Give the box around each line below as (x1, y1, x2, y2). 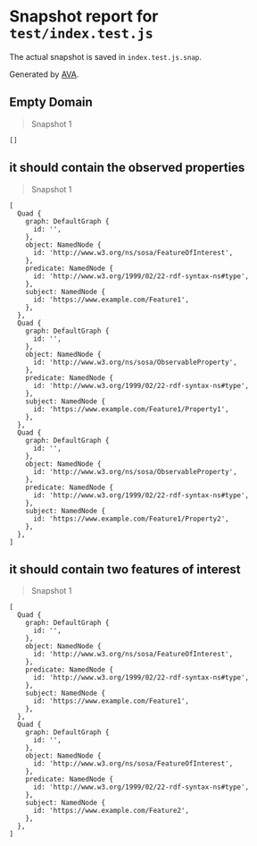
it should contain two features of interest (9, 562, 241, 577)
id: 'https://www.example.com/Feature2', (32, 807, 190, 816)
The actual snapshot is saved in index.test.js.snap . (9, 51, 203, 62)
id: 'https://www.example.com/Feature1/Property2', (32, 514, 229, 523)
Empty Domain (9, 95, 94, 110)
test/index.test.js (9, 25, 153, 42)
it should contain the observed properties (9, 160, 245, 175)
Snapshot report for (9, 6, 159, 27)
